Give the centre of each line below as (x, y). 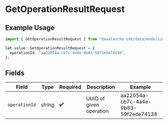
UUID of (95, 98)
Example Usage (30, 28)
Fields (15, 73)
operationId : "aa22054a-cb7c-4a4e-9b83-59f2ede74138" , (68, 53)
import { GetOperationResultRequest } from (51, 39)
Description (101, 87)
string (48, 105)
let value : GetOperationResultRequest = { (50, 48)
